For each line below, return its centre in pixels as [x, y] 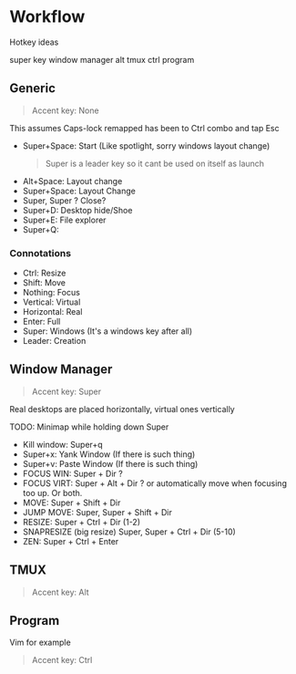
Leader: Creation [54, 341]
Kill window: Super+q [62, 444]
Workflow [47, 17]
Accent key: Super [66, 391]
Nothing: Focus [51, 293]
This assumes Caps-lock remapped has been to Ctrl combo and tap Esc [144, 128]
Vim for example [40, 643]
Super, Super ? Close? [64, 200]
